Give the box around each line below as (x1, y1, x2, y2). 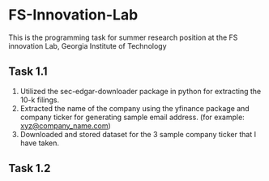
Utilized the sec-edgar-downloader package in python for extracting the (19, 86, 262, 96)
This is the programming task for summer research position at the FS (8, 32, 238, 42)
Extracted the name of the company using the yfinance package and (19, 103, 250, 113)
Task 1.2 (8, 162, 51, 175)
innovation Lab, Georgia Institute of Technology (8, 41, 168, 50)
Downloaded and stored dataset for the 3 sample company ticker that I (19, 129, 257, 139)
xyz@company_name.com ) (19, 120, 111, 131)
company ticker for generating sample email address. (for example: (19, 112, 245, 122)
